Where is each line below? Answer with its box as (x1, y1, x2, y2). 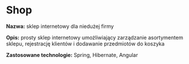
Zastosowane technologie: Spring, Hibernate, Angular (6, 51, 139, 58)
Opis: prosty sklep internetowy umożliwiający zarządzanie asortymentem (6, 34, 183, 41)
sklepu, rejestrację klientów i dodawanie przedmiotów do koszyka (6, 40, 165, 47)
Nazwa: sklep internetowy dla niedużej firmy (6, 23, 114, 30)
